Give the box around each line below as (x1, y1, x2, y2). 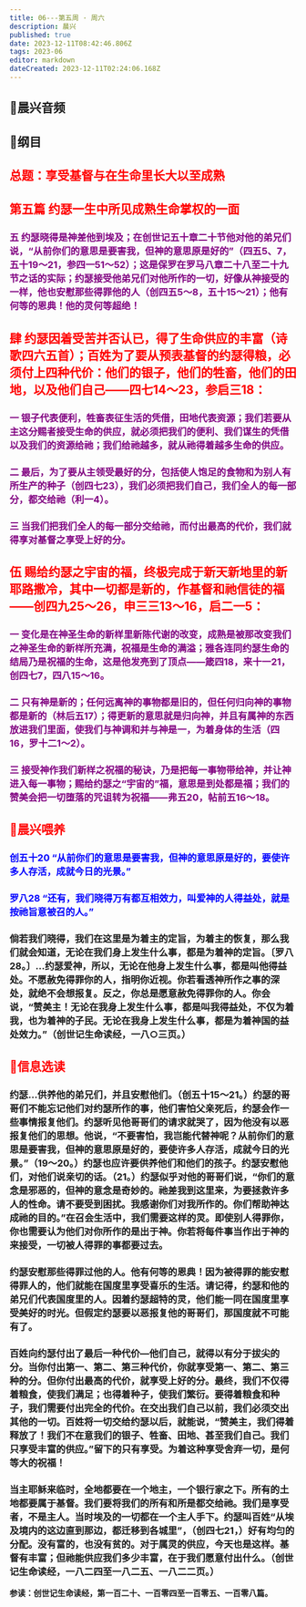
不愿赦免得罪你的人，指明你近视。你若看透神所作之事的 (27, 973, 271, 985)
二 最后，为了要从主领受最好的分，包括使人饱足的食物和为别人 (9, 466, 282, 479)
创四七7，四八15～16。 (9, 669, 110, 682)
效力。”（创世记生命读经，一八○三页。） (18, 1027, 191, 1040)
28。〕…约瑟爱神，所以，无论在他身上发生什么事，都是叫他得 (9, 959, 278, 972)
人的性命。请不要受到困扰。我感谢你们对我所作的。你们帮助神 (9, 1198, 280, 1210)
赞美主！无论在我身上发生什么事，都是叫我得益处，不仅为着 (33, 1000, 294, 1013)
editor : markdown (9, 56, 76, 65)
